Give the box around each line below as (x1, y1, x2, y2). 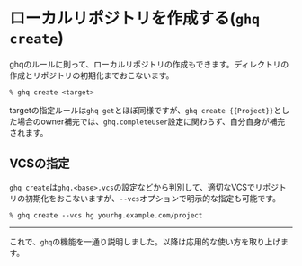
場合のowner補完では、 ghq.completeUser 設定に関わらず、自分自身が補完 (16, 116, 286, 127)
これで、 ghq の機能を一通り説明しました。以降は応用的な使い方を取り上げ (9, 235, 281, 247)
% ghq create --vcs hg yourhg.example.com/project (9, 210, 203, 220)
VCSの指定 (9, 156, 70, 172)
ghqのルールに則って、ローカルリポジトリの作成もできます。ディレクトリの (9, 58, 289, 69)
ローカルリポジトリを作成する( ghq (9, 8, 261, 29)
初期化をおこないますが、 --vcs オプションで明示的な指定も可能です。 (24, 192, 281, 203)
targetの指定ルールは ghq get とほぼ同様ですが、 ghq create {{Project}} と (9, 104, 282, 115)
